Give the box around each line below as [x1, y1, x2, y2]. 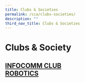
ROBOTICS [5, 69, 39, 78]
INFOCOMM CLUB [5, 61, 61, 70]
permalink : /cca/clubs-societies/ [5, 12, 76, 17]
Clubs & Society [5, 42, 72, 53]
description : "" [5, 16, 38, 21]
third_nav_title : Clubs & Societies [5, 21, 80, 26]
